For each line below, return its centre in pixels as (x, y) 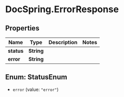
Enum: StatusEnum (36, 77)
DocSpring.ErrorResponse (62, 9)
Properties (22, 28)
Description (63, 42)
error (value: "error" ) (36, 89)
